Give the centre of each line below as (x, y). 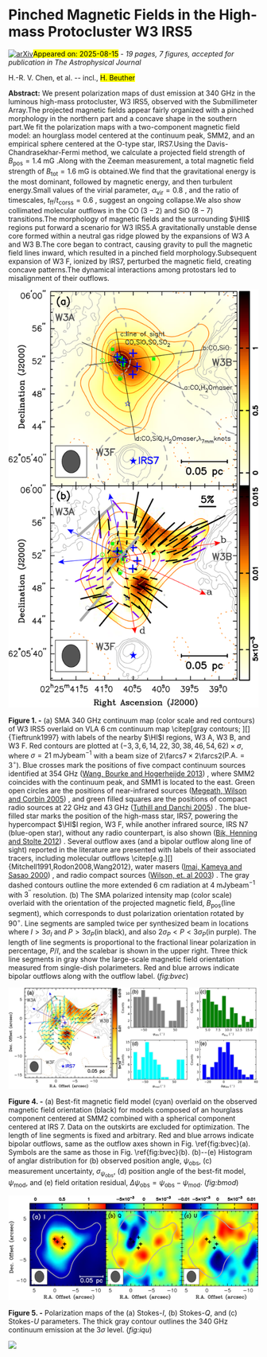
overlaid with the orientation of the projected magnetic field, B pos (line (122, 904)
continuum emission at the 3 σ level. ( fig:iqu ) (80, 1330)
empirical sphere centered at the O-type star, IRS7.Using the (106, 143)
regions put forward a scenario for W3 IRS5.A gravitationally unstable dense (133, 228)
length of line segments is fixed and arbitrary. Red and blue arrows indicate (131, 1136)
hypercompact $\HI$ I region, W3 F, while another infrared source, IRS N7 (128, 824)
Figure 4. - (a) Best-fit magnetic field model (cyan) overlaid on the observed (133, 1102)
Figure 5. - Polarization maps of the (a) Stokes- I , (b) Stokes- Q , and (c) (123, 1313)
